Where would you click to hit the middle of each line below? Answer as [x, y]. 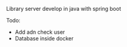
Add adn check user [40, 32]
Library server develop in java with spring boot [64, 9]
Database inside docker [44, 38]
